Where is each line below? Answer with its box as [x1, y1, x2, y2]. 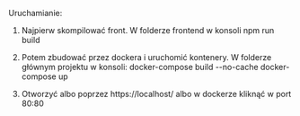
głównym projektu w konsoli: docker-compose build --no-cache [21, 62, 259, 72]
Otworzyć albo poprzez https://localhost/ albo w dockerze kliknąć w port [21, 89, 292, 99]
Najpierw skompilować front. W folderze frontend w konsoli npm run [21, 25, 275, 35]
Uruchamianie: [8, 8, 63, 18]
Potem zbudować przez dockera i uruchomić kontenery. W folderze [21, 52, 272, 62]
